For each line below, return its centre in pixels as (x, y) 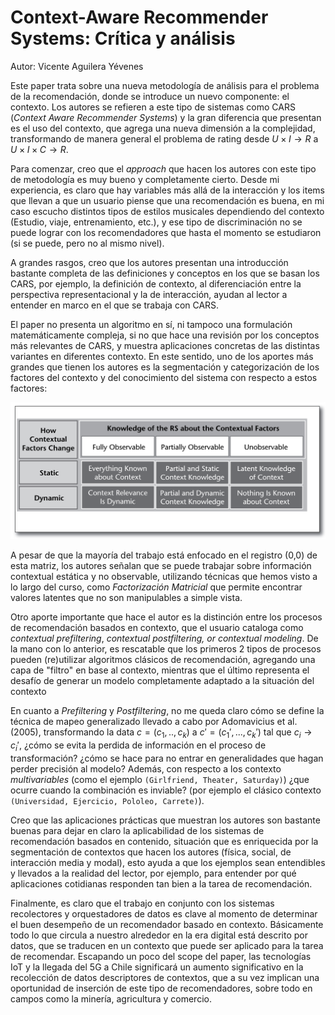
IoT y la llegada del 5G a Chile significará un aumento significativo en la (157, 967)
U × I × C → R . (39, 149)
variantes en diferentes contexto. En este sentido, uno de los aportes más (162, 356)
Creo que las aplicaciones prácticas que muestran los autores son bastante (165, 820)
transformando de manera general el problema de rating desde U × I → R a (164, 138)
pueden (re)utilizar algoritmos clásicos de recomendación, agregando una (163, 659)
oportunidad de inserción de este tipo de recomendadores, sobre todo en (161, 988)
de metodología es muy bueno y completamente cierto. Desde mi (145, 179)
